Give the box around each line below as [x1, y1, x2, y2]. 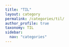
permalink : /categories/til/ [5, 16, 65, 21]
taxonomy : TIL [5, 25, 34, 30]
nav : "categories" [9, 35, 47, 40]
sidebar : [5, 30, 23, 35]
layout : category [5, 12, 41, 17]
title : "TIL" [5, 7, 32, 12]
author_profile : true [5, 21, 49, 26]
